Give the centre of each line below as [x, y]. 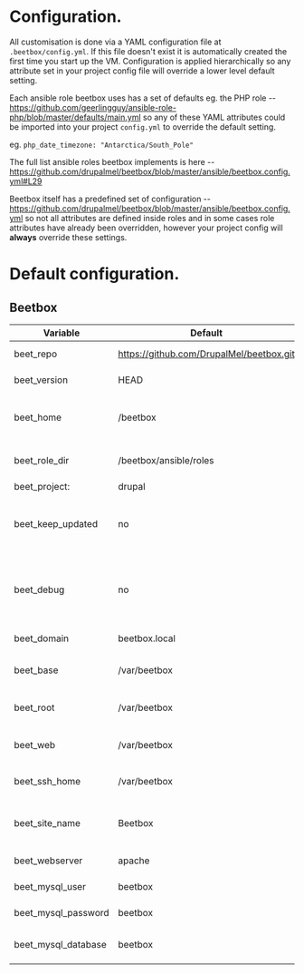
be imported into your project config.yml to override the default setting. [142, 127]
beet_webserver [48, 861]
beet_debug [39, 589]
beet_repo [35, 354]
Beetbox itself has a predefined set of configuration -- [110, 199]
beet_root [34, 707]
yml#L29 [26, 181]
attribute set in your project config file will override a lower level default [142, 71]
